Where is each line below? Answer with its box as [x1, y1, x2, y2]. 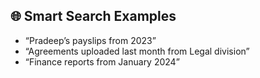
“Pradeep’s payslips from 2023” [24, 34, 157, 46]
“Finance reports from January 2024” [24, 55, 180, 68]
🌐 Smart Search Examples [10, 8, 177, 25]
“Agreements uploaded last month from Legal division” [24, 45, 250, 57]
